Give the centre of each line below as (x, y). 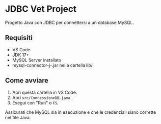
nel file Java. (18, 117)
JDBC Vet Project (41, 9)
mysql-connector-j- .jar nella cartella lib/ (53, 65)
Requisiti (19, 38)
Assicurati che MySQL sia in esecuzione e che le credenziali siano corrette (80, 112)
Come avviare (27, 81)
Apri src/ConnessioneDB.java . (42, 97)
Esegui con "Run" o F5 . (35, 103)
